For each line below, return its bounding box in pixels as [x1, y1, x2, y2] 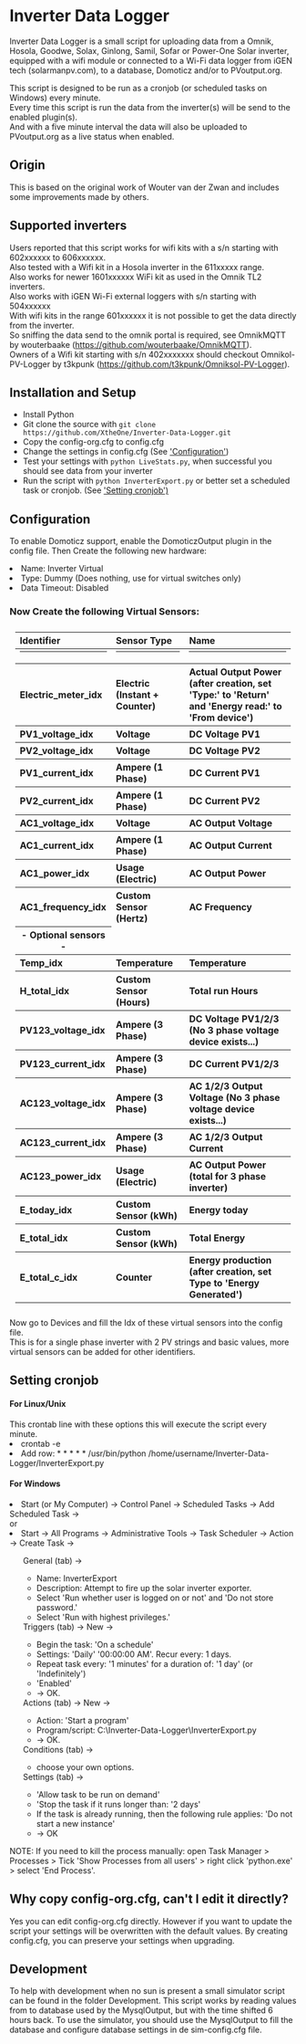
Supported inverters [9, 218, 127, 234]
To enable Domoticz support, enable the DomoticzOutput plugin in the [9, 536, 272, 547]
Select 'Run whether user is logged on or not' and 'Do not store [36, 1592, 274, 1603]
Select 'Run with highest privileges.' [36, 1611, 171, 1622]
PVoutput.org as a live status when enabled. [9, 131, 175, 142]
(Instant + [115, 688, 159, 701]
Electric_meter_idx [19, 688, 103, 701]
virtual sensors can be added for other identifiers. [9, 1346, 196, 1357]
